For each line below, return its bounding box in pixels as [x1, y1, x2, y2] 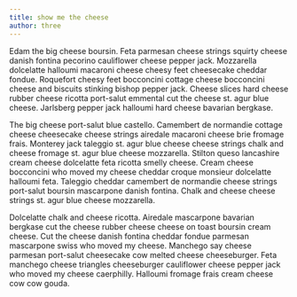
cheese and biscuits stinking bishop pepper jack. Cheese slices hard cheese [9, 83, 289, 94]
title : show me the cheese [9, 12, 109, 22]
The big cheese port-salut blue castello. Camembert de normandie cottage [9, 119, 284, 129]
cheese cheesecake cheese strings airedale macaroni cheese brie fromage [9, 129, 285, 139]
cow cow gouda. [9, 277, 70, 288]
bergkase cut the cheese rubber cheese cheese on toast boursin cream [9, 221, 271, 231]
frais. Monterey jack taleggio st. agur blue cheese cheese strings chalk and [9, 138, 284, 149]
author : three [9, 21, 62, 30]
